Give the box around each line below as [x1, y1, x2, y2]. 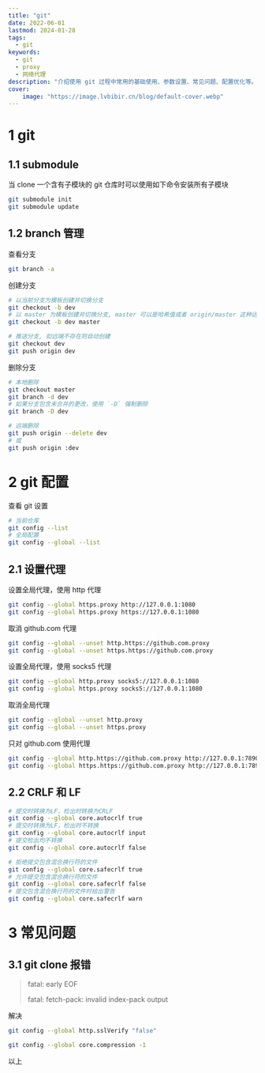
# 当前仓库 [8, 516, 39, 524]
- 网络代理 [15, 70, 47, 78]
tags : [8, 33, 26, 42]
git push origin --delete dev [8, 429, 108, 437]
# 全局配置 [8, 531, 39, 539]
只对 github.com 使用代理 [8, 739, 91, 748]
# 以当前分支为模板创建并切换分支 [8, 296, 104, 304]
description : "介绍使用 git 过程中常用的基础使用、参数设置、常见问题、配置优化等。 [8, 77, 258, 85]
